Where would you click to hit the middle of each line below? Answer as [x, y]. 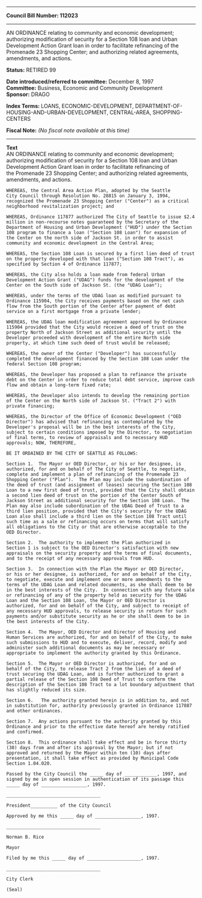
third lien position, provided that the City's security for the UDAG [96, 511]
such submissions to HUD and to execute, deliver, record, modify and [96, 643]
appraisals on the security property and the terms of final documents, [99, 553]
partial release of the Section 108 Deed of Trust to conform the [91, 679]
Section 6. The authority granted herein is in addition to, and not [98, 700]
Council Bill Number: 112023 [42, 15]
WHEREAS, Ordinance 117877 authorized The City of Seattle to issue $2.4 [101, 217]
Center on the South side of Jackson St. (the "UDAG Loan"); [84, 285]
